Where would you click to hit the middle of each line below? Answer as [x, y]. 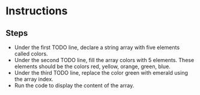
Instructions [37, 11]
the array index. [34, 79]
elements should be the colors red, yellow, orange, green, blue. [92, 66]
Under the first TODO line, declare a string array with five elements [97, 47]
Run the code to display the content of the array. [74, 85]
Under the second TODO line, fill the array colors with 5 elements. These [104, 60]
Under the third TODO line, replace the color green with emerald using [101, 73]
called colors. [31, 54]
